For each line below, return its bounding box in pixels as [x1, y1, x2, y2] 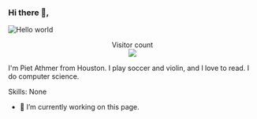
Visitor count [111, 40, 154, 50]
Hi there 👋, [8, 7, 50, 18]
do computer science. [8, 72, 80, 81]
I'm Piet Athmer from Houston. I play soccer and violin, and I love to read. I [8, 63, 250, 73]
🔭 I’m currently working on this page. [19, 102, 140, 112]
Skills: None [8, 87, 47, 97]
